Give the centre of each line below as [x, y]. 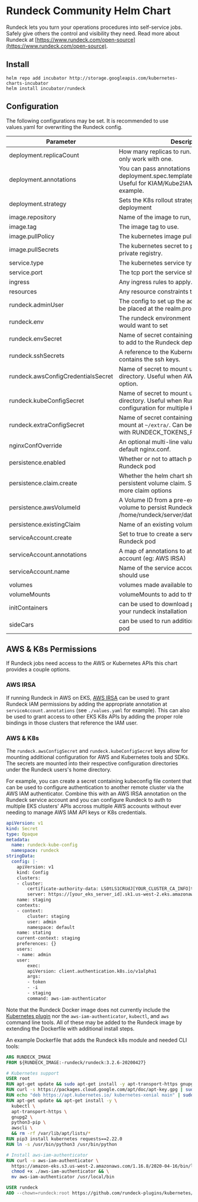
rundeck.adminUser [37, 305]
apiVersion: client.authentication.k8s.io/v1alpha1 [92, 971]
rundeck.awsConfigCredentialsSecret [61, 376]
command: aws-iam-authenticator [67, 998]
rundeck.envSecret [35, 338]
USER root [18, 1079]
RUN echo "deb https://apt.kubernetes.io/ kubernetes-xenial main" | [93, 1095]
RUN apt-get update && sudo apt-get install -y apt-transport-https [92, 1084]
